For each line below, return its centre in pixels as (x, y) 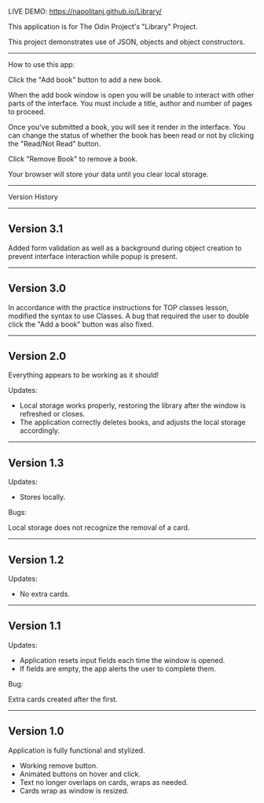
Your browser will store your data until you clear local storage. (108, 174)
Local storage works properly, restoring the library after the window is (132, 405)
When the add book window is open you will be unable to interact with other (131, 95)
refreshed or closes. (52, 414)
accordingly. (40, 431)
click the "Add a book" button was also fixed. (81, 324)
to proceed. (27, 112)
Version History (33, 197)
